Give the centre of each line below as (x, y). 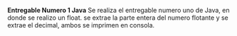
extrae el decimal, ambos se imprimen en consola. (81, 25)
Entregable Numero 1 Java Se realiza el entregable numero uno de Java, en (118, 10)
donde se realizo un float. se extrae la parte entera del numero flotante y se (118, 18)
